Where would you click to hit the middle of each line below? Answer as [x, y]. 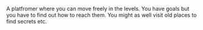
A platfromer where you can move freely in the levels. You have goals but [98, 9]
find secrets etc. [27, 21]
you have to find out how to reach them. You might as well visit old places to [101, 15]
